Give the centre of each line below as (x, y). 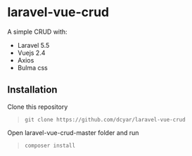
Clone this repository (38, 107)
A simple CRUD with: (38, 32)
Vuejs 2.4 (31, 53)
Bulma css (32, 67)
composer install (50, 145)
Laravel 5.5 (33, 45)
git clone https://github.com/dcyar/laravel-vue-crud (105, 119)
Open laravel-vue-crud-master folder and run (73, 132)
